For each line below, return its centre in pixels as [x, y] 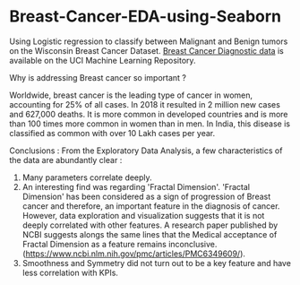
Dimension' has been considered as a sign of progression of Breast [146, 196]
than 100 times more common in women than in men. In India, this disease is [150, 124]
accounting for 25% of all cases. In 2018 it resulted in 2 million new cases [145, 104]
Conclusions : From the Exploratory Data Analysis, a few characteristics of [146, 151]
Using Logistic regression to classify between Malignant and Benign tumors [149, 41]
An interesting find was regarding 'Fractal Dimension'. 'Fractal [136, 186]
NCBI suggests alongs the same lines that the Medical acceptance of [150, 234]
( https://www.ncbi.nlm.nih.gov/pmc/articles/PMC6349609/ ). [134, 254]
